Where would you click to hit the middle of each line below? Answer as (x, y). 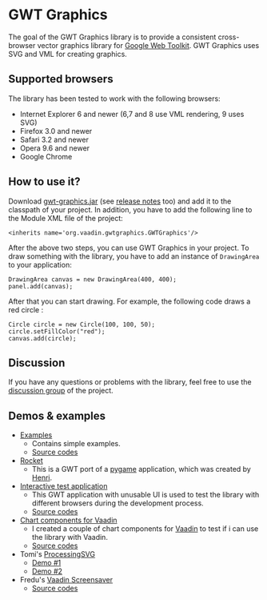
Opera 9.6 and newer (55, 148)
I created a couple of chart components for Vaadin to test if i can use (145, 529)
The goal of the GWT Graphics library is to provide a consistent (112, 37)
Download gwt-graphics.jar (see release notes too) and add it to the (120, 201)
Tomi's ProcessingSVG (58, 554)
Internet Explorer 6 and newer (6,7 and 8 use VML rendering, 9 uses (132, 114)
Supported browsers (61, 79)
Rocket (32, 461)
